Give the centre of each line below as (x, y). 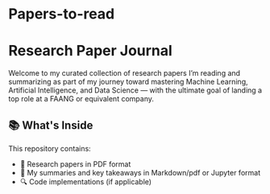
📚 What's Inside (51, 125)
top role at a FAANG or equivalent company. (81, 99)
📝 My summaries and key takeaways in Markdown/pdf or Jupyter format (140, 172)
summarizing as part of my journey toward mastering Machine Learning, (128, 82)
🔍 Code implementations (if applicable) (85, 181)
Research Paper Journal (91, 51)
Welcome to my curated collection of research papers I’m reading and (124, 73)
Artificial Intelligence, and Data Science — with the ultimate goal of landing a (135, 90)
